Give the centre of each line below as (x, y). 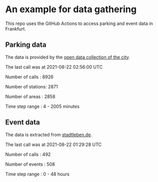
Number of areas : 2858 (30, 96)
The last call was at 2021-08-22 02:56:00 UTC (54, 67)
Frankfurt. (16, 28)
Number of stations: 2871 (32, 86)
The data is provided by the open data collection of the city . (68, 57)
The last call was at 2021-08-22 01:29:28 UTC (54, 144)
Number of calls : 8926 (29, 77)
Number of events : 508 (30, 164)
